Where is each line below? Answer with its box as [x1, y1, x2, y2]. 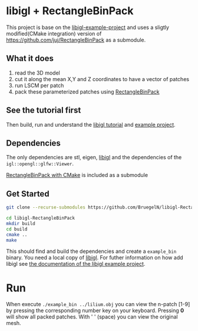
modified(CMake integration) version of [6, 30, 102, 37]
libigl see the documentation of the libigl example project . [6, 261, 146, 268]
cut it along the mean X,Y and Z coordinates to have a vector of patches [14, 75, 190, 82]
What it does [6, 53, 54, 63]
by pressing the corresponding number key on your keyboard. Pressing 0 [6, 307, 184, 314]
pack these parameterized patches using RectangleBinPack [14, 88, 160, 95]
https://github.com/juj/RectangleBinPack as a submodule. [6, 36, 146, 43]
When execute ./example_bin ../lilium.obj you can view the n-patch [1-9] [6, 301, 190, 308]
